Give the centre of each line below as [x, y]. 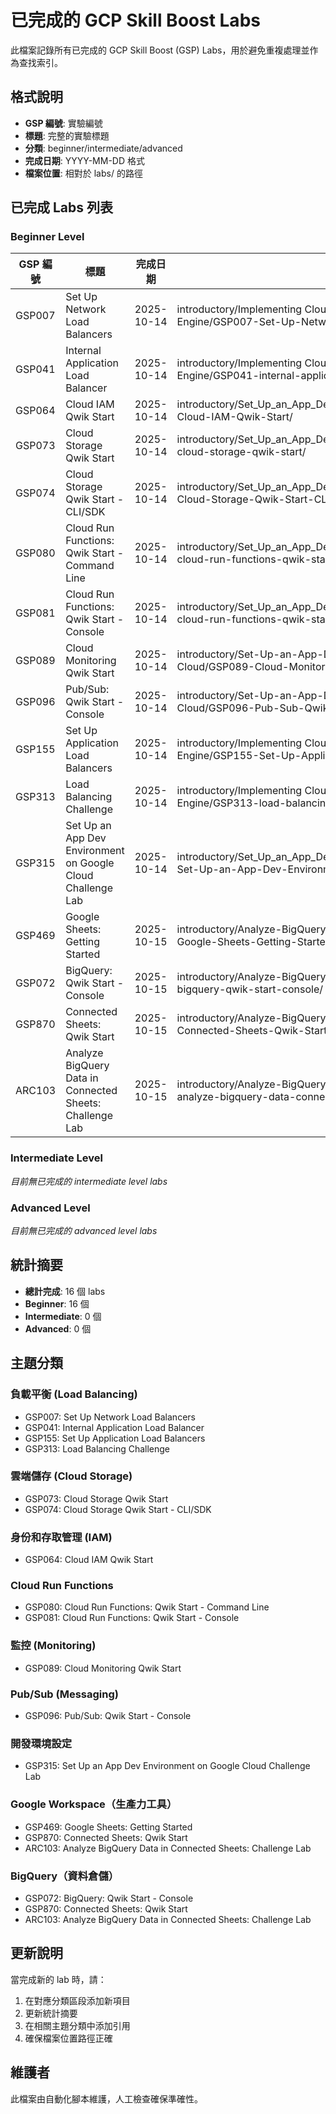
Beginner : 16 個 [57, 1303]
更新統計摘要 [51, 2013]
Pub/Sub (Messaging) [64, 1694]
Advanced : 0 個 [58, 1328]
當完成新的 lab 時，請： [58, 1979]
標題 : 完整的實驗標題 [67, 135]
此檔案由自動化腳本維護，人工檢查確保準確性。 [106, 2098]
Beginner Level [47, 237]
